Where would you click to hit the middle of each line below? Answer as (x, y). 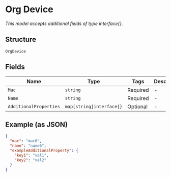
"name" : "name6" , (28, 146)
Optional (137, 107)
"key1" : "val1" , (32, 155)
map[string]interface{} (94, 106)
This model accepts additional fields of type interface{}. (64, 23)
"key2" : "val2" (31, 160)
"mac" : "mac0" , (26, 141)
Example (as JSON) (36, 124)
